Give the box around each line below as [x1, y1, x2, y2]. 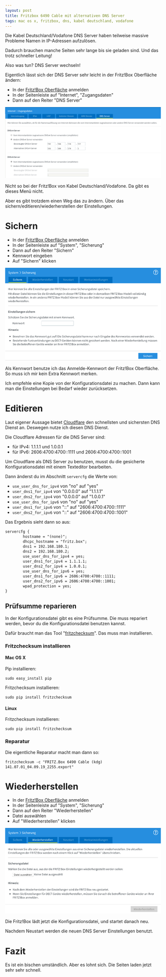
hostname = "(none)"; [23, 534, 68, 540]
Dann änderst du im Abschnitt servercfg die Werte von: [5, 474, 118, 480]
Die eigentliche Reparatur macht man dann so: [5, 749, 100, 755]
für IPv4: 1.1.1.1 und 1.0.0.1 [12, 444, 63, 450]
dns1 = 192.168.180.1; [23, 544, 70, 549]
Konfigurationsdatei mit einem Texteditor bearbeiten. [5, 464, 113, 470]
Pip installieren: [5, 666, 37, 672]
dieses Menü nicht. [5, 188, 44, 194]
